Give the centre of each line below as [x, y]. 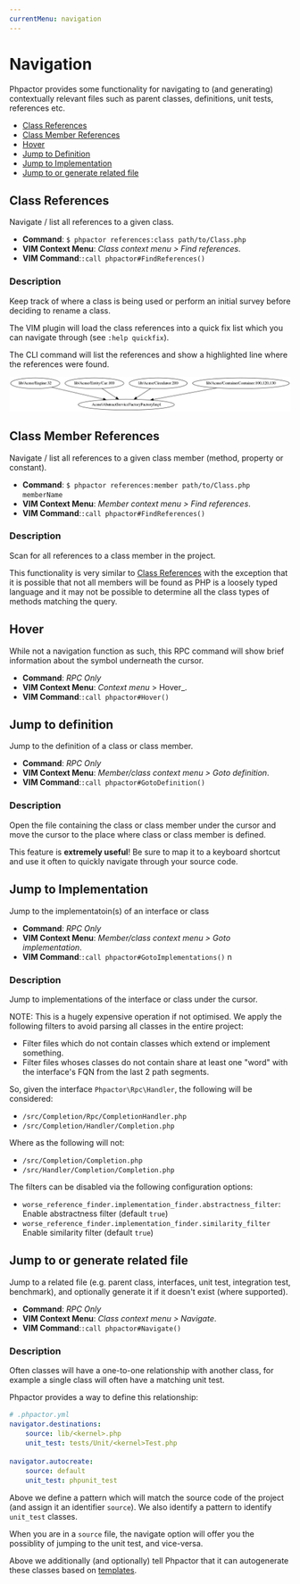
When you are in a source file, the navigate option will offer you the [132, 1534]
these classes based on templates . [73, 1570]
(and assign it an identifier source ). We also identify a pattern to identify [141, 1507]
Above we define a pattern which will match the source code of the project [146, 1497]
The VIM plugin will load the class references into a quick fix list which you [146, 328]
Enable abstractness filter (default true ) [95, 1213]
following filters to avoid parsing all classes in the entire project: [126, 1026]
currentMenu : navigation [55, 19]
